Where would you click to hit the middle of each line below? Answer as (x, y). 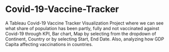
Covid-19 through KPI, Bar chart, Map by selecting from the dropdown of (81, 33)
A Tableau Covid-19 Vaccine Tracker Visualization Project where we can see (84, 23)
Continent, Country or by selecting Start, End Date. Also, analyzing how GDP (85, 39)
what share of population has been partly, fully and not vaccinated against (82, 28)
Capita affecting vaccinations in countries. (49, 44)
